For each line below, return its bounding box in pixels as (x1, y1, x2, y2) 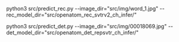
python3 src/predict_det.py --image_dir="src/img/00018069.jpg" (6, 23, 167, 30)
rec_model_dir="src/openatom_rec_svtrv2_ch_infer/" (6, 11, 137, 18)
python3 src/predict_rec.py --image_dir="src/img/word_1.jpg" (6, 5, 159, 12)
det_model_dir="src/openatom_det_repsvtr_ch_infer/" (6, 29, 139, 36)
